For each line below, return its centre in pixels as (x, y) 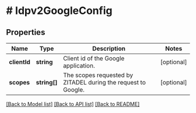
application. (79, 66)
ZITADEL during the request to (104, 82)
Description (109, 49)
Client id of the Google (94, 58)
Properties (26, 32)
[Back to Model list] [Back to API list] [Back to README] (73, 104)
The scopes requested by (98, 75)
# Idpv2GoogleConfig (59, 11)
